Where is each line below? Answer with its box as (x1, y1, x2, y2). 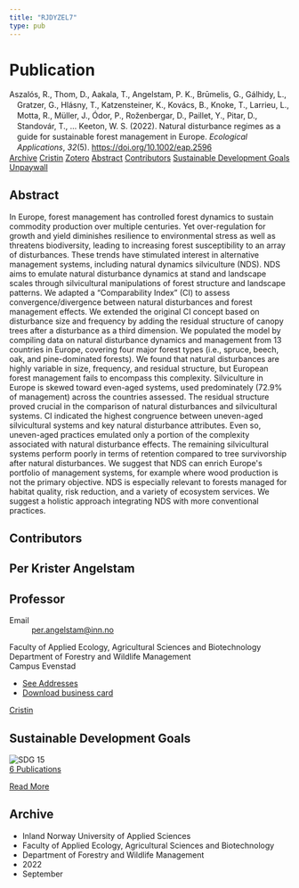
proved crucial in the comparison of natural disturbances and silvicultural (9, 400, 278, 411)
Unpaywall (9, 161, 49, 172)
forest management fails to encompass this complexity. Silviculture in (9, 372, 264, 383)
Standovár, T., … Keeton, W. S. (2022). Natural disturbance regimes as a (17, 121, 281, 132)
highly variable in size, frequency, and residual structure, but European (9, 363, 269, 374)
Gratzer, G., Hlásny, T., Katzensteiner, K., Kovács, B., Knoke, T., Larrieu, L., (17, 100, 289, 111)
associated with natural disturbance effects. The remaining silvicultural (9, 439, 270, 449)
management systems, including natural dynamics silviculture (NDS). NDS (9, 259, 281, 269)
